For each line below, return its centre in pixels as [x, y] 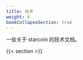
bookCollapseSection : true [39, 22]
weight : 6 [18, 17]
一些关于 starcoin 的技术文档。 [43, 40]
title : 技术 [20, 11]
